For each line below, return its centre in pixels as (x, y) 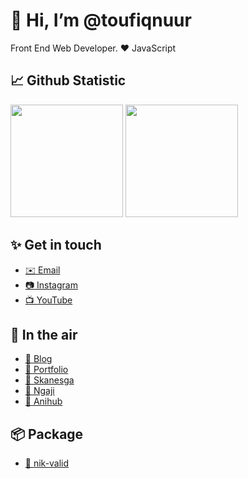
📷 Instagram (51, 285)
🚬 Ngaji (39, 391)
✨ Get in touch (56, 245)
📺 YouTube (48, 300)
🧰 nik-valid (47, 463)
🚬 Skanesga (49, 380)
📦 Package (47, 434)
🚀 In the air (44, 334)
